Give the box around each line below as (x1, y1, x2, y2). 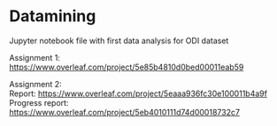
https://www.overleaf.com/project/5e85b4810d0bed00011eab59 (9, 62, 244, 72)
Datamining (9, 6, 96, 26)
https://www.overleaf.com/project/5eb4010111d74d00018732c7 (9, 107, 241, 117)
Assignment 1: (9, 52, 60, 63)
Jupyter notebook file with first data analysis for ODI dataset (9, 35, 229, 46)
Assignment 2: (9, 78, 62, 89)
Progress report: (9, 97, 69, 107)
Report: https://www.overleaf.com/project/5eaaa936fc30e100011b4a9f (9, 88, 268, 99)
